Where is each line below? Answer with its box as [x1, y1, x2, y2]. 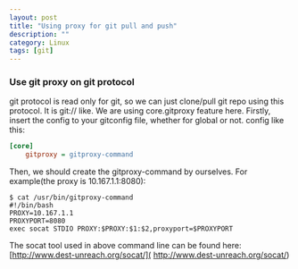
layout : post [9, 13, 58, 22]
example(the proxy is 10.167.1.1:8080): [9, 176, 146, 187]
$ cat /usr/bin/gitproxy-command [9, 193, 134, 202]
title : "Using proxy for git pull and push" [9, 21, 178, 30]
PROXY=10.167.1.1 [9, 209, 74, 218]
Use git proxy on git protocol [9, 76, 136, 88]
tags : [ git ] [9, 46, 54, 55]
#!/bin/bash [9, 201, 54, 210]
